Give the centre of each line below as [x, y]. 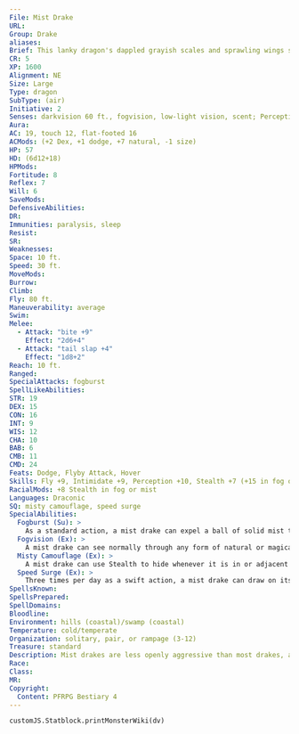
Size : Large [31, 84]
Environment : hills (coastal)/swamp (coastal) [97, 622]
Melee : [21, 324]
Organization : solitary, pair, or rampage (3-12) [103, 639]
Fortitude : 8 [33, 175]
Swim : [19, 316]
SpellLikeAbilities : [48, 390]
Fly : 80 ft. [31, 299]
